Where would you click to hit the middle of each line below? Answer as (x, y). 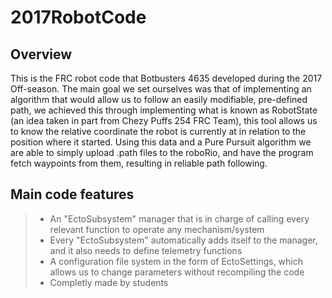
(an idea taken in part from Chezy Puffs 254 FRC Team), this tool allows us (164, 120)
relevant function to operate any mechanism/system (157, 229)
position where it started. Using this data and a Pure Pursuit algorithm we (161, 142)
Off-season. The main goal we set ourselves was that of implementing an (161, 89)
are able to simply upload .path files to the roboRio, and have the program (162, 152)
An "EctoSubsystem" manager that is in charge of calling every (179, 218)
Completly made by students (109, 282)
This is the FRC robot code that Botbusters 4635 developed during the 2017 (166, 78)
